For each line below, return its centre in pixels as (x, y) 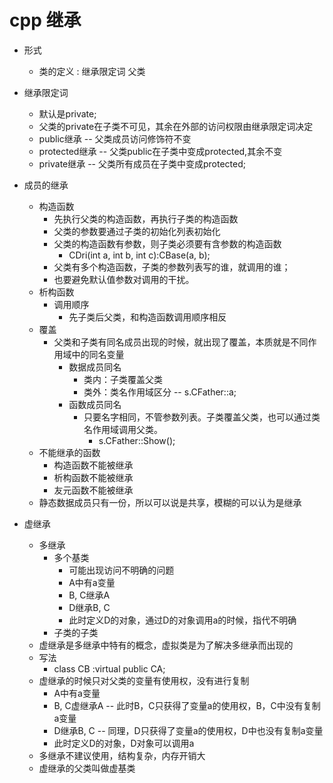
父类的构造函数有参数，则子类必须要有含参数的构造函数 (167, 243)
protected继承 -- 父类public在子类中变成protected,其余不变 (160, 151)
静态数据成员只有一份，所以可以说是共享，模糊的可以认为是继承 (170, 502)
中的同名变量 (98, 354)
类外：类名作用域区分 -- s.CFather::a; (160, 392)
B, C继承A (89, 595)
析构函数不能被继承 (93, 477)
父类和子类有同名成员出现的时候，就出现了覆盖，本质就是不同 (181, 342)
